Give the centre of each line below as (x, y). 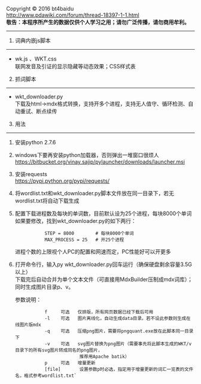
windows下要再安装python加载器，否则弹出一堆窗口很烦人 (87, 155)
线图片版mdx (28, 325)
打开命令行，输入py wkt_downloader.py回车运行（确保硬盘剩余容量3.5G (103, 264)
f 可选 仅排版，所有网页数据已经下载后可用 (99, 312)
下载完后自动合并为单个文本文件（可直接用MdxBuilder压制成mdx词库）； (104, 279)
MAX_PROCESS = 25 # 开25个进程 (84, 240)
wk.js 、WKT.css (36, 59)
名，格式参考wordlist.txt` (46, 376)
